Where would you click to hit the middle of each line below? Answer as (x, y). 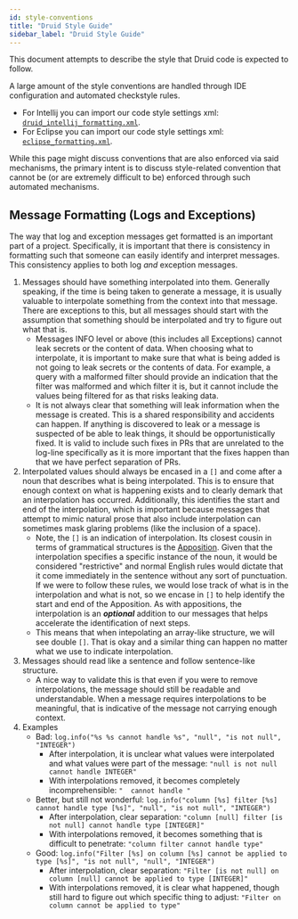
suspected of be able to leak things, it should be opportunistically (155, 434)
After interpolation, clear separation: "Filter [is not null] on (164, 871)
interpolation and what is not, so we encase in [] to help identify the (160, 595)
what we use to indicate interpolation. (104, 652)
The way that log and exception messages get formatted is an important (141, 236)
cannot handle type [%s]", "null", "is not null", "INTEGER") (153, 808)
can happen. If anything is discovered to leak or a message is (148, 424)
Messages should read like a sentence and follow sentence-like (138, 661)
